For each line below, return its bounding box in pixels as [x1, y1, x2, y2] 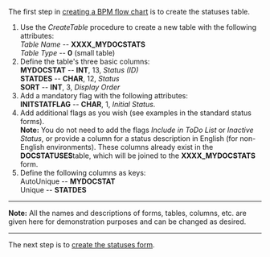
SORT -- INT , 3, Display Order [19, 82, 121, 92]
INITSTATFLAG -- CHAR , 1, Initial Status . [19, 100, 156, 109]
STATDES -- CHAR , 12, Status [19, 74, 120, 83]
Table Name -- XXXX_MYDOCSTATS [19, 39, 146, 49]
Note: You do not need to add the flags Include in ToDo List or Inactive [19, 125, 255, 135]
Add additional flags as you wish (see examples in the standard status [19, 108, 252, 118]
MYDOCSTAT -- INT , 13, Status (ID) [19, 65, 139, 75]
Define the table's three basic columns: [19, 56, 150, 66]
